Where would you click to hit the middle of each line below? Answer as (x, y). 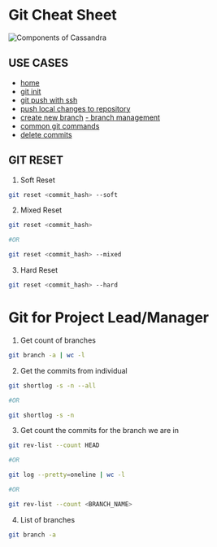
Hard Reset (39, 270)
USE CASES (39, 63)
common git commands (60, 126)
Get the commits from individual (74, 370)
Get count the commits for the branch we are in (99, 431)
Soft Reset (37, 180)
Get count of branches (58, 340)
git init (30, 91)
